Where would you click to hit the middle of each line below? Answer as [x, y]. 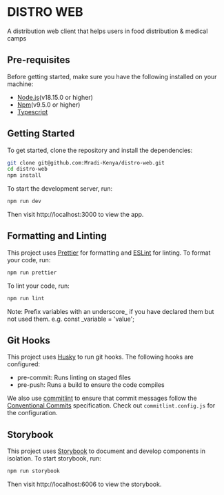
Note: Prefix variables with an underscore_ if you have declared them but [111, 311]
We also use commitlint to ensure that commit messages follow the [102, 398]
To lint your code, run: [39, 286]
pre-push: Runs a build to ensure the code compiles [91, 385]
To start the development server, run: [60, 189]
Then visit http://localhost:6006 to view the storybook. [84, 484]
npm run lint [26, 298]
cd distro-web [28, 169]
